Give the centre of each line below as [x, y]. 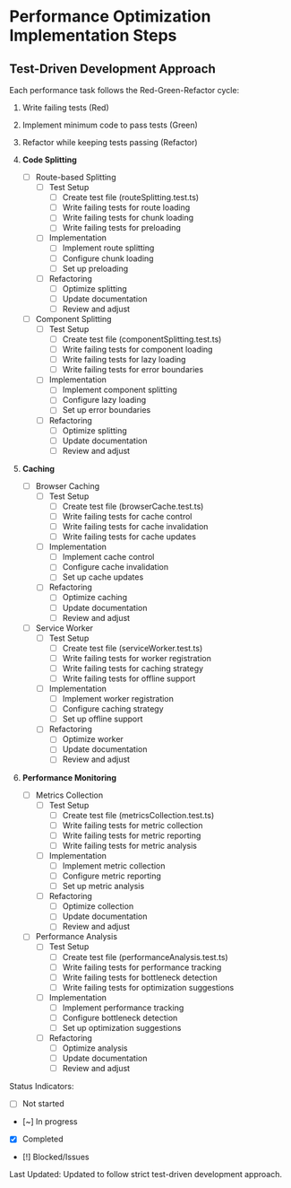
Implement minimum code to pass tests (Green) [110, 125]
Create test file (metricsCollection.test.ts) [138, 815]
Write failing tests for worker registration [137, 658]
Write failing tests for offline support [129, 678]
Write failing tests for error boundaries [133, 370]
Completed [43, 1139]
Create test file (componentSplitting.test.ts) [142, 339]
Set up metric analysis [103, 887]
